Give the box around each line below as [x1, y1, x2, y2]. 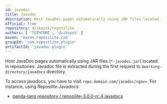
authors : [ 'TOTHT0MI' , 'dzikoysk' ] [5, 30, 83, 35]
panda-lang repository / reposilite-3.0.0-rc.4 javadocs [12, 93, 123, 99]
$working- [141, 64, 162, 69]
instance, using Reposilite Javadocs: [5, 83, 80, 90]
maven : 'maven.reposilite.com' [5, 35, 70, 40]
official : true [5, 21, 37, 26]
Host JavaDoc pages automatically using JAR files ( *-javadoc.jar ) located [5, 58, 158, 64]
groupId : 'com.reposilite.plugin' [5, 40, 77, 45]
